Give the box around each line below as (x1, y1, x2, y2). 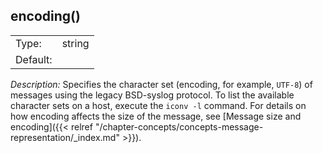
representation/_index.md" (10, 131, 120, 143)
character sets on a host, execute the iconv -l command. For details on (10, 99, 307, 111)
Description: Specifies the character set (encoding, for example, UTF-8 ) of (10, 78, 313, 90)
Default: (15, 52, 53, 66)
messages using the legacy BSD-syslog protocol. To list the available (10, 89, 295, 101)
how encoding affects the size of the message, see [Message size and (10, 110, 302, 122)
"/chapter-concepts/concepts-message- (94, 120, 264, 133)
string (61, 36, 90, 50)
